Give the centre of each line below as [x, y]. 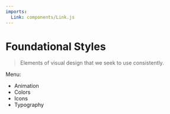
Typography [29, 105]
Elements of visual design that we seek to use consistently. [92, 63]
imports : [16, 12]
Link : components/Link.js [43, 17]
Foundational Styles [56, 47]
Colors [22, 92]
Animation [26, 86]
